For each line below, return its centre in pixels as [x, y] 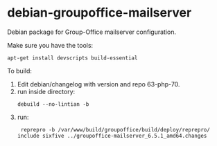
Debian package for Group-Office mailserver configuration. [92, 32]
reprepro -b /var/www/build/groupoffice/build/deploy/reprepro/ [115, 129]
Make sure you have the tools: [50, 45]
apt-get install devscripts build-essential [72, 58]
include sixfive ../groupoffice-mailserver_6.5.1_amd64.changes [112, 136]
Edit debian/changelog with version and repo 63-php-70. [98, 84]
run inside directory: [46, 91]
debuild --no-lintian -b [53, 104]
